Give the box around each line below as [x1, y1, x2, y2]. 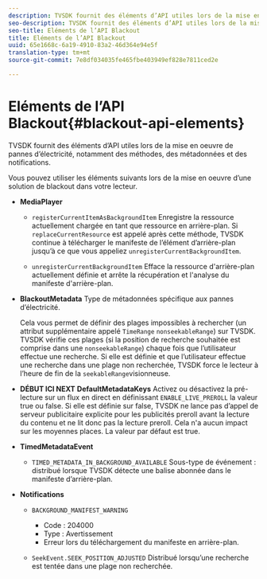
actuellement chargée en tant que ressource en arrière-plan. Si [31, 221, 238, 230]
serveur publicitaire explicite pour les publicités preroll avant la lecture [19, 409, 250, 419]
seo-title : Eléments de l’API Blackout [8, 26, 141, 34]
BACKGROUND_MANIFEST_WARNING [31, 507, 129, 514]
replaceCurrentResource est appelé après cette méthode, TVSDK [31, 229, 244, 239]
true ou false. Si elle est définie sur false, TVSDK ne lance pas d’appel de [19, 401, 259, 410]
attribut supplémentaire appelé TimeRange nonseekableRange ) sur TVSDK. [19, 326, 256, 335]
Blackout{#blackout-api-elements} [8, 115, 245, 132]
